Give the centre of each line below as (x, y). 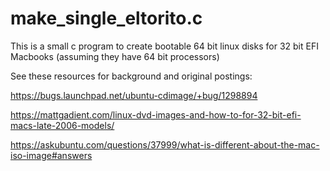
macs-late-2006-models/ (62, 125)
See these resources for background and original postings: (131, 76)
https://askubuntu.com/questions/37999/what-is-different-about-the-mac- (165, 144)
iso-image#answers (51, 155)
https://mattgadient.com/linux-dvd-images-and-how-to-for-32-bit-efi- (156, 114)
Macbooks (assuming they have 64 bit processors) (115, 56)
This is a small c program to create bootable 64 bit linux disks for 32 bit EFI (164, 46)
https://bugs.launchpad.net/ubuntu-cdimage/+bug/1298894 (134, 95)
